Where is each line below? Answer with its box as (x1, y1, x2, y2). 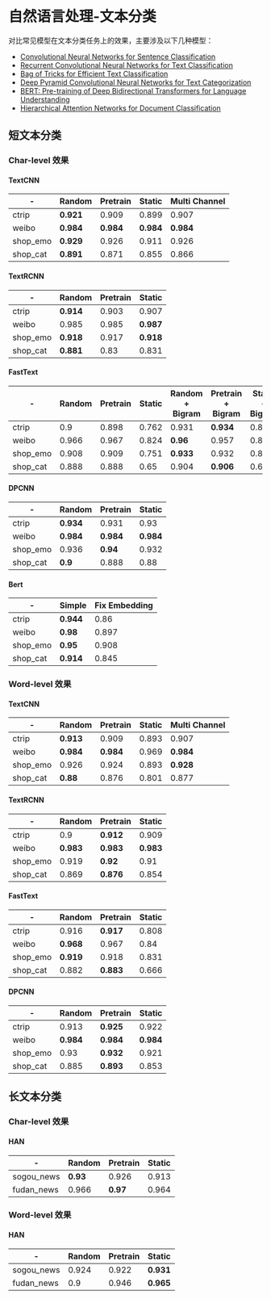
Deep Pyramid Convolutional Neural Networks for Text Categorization (19, 78, 252, 87)
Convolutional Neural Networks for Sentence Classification (19, 52, 216, 61)
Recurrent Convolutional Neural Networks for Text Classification (19, 60, 234, 69)
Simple (59, 600, 87, 611)
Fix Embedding (94, 600, 153, 611)
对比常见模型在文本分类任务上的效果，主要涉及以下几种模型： (8, 36, 214, 45)
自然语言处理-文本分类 (8, 7, 157, 26)
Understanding (19, 94, 70, 104)
